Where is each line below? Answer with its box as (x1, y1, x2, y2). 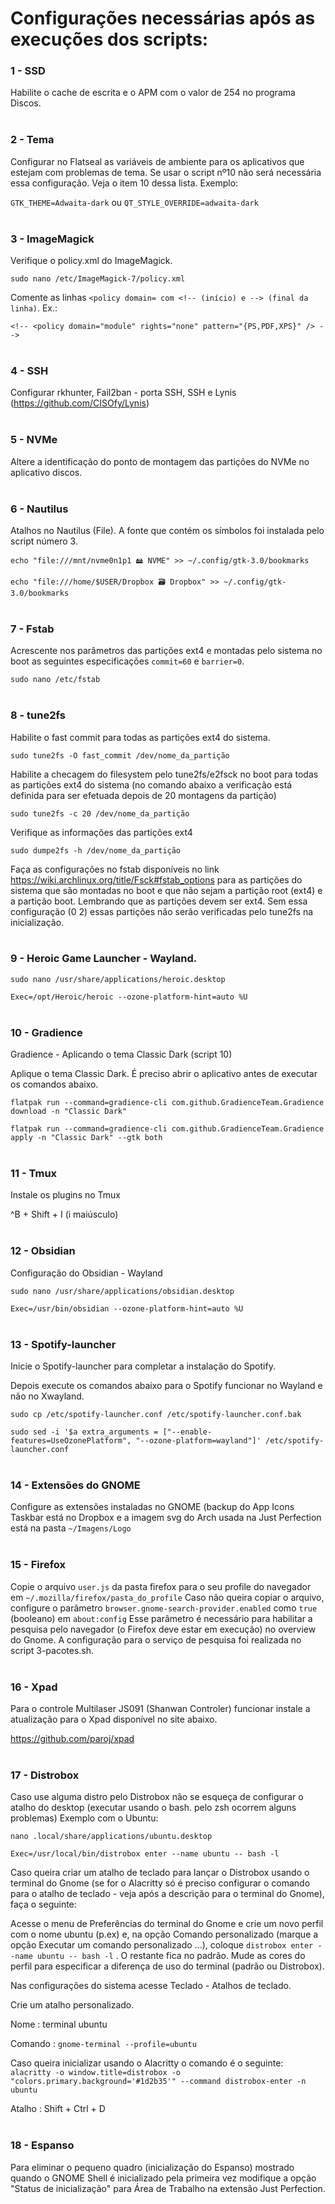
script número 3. (10, 535, 78, 547)
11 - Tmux (10, 1167, 58, 1181)
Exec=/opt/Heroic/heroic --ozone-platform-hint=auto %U (10, 992, 248, 1002)
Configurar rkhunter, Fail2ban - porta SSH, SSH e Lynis (10, 387, 237, 399)
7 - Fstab (10, 622, 55, 636)
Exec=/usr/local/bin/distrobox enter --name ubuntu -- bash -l (10, 1849, 280, 1859)
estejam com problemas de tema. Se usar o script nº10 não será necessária (10, 166, 322, 178)
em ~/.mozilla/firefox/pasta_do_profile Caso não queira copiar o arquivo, (10, 1591, 325, 1603)
